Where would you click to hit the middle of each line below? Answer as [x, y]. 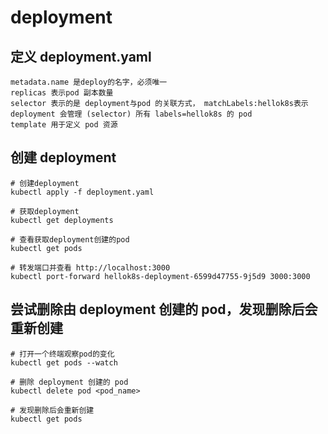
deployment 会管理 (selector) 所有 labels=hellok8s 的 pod [131, 114]
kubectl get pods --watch [64, 362]
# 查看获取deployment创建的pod [70, 239]
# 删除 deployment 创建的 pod [69, 382]
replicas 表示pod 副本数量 [62, 93]
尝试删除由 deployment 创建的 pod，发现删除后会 [164, 309]
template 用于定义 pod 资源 [64, 125]
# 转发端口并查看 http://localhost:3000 [90, 267]
